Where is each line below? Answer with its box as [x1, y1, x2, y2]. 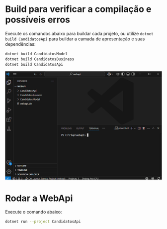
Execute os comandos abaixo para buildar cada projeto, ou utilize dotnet [5, 30, 154, 36]
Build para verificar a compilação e [5, 3, 152, 15]
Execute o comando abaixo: [5, 209, 62, 215]
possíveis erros [5, 14, 71, 25]
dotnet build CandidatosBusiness [5, 56, 75, 62]
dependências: [5, 41, 36, 47]
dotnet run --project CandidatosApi [5, 219, 81, 225]
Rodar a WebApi [5, 193, 73, 204]
